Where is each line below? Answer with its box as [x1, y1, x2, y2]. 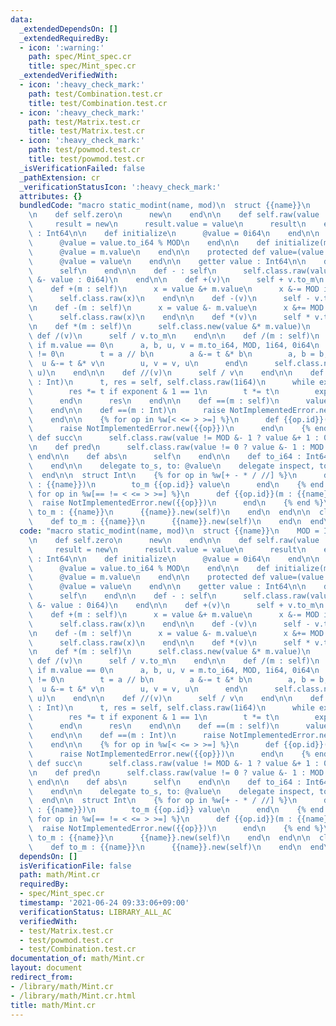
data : [10, 14, 33, 25]
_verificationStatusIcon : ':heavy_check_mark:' [19, 182, 222, 192]
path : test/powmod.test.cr [28, 145, 141, 155]
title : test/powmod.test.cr [28, 154, 145, 164]
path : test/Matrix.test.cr [28, 117, 141, 127]
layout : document [10, 963, 83, 973]
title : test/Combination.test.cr [28, 98, 168, 108]
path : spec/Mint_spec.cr [28, 52, 132, 62]
